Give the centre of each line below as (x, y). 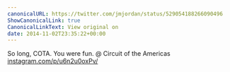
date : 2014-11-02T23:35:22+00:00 (57, 34)
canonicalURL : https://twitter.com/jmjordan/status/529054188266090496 (115, 14)
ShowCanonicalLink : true (44, 20)
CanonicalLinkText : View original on (63, 27)
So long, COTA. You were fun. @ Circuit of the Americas (89, 54)
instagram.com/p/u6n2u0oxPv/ (53, 61)
